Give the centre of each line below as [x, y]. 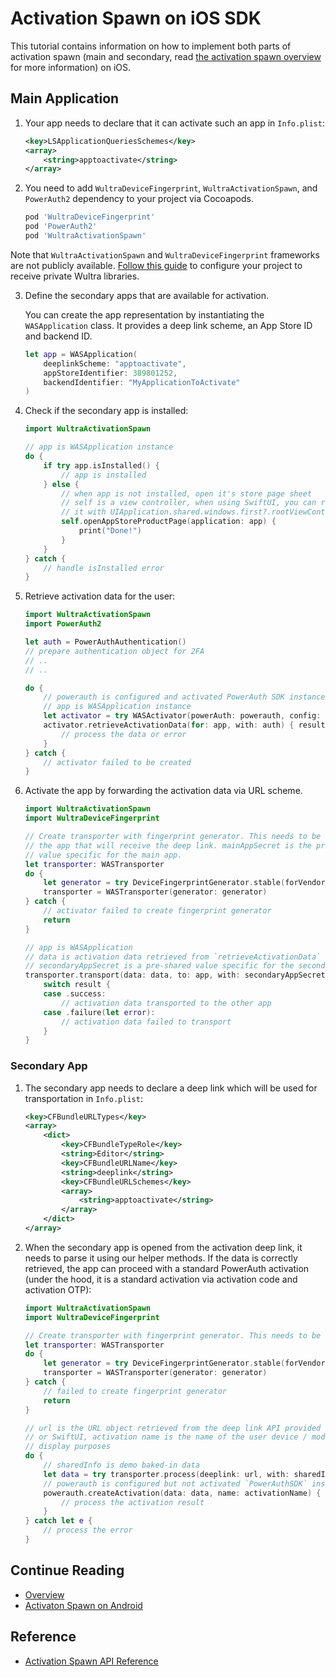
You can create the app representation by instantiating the [144, 314]
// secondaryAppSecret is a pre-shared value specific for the [159, 966]
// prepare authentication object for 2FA [114, 651]
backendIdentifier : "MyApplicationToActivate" [142, 382]
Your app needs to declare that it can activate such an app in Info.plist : [174, 123]
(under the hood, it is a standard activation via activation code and [161, 1279]
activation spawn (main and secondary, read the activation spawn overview [166, 56]
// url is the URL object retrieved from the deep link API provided [173, 1428]
